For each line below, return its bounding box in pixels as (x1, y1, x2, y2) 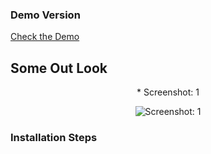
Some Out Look (10, 59, 108, 77)
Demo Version (10, 8, 81, 22)
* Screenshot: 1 (136, 86, 200, 98)
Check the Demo (10, 31, 80, 43)
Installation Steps (10, 131, 98, 145)
